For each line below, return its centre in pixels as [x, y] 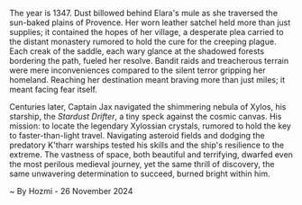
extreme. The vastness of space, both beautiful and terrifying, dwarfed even [151, 155]
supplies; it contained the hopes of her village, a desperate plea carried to [146, 32]
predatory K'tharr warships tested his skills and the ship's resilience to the [147, 145]
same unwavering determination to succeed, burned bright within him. [140, 174]
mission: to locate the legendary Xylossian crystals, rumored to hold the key [150, 126]
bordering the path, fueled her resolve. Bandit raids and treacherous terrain [149, 61]
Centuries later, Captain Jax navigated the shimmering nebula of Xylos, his [148, 107]
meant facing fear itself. [53, 89]
